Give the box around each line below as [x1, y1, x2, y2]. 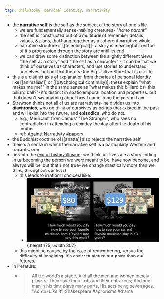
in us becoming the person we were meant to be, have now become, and [12, 157, 159, 163]
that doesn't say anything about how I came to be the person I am [12, 94, 145, 100]
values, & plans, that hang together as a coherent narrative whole [19, 37, 151, 43]
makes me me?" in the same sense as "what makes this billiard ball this [12, 84, 155, 90]
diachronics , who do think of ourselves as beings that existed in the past [12, 105, 159, 111]
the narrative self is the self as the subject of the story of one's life [12, 22, 147, 28]
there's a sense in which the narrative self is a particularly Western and [12, 141, 155, 147]
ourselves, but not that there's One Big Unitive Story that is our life [19, 68, 153, 74]
